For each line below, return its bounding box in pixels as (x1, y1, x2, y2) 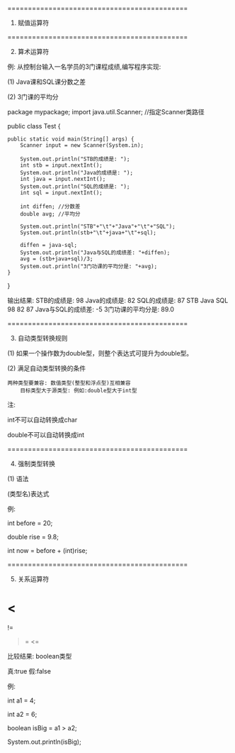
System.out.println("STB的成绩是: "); (20, 155, 130, 163)
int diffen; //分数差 (20, 203, 81, 210)
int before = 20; (7, 519, 53, 527)
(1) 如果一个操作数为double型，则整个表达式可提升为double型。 (7, 349, 193, 357)
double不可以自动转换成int (7, 431, 85, 439)
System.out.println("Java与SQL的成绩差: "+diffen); (20, 249, 171, 256)
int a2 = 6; (7, 710, 38, 718)
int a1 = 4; (7, 696, 36, 705)
